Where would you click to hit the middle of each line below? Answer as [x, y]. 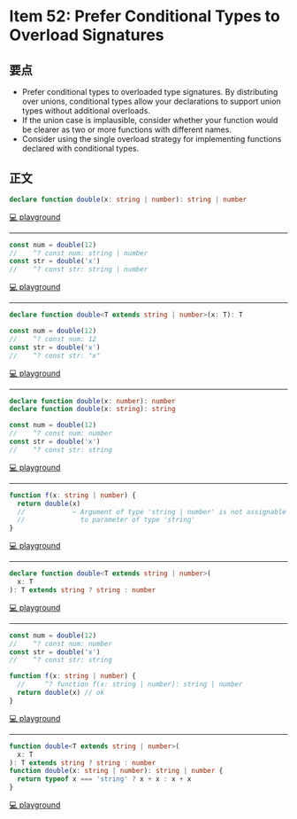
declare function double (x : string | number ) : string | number [128, 199]
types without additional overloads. [86, 111]
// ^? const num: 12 [53, 339]
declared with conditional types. [80, 148]
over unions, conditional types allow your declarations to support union [151, 101]
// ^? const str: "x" [55, 355]
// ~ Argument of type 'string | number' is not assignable [152, 511]
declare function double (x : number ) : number [92, 401]
